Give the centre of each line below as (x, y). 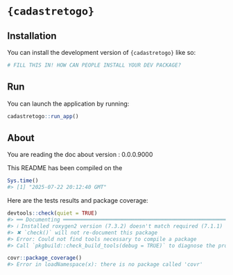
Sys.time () (23, 181)
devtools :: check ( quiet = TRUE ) (52, 213)
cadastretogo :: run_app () (43, 116)
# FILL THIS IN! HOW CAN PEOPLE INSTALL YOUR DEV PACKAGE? (94, 65)
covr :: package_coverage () (44, 258)
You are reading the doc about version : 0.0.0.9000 (80, 155)
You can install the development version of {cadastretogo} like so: (102, 52)
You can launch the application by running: (68, 103)
